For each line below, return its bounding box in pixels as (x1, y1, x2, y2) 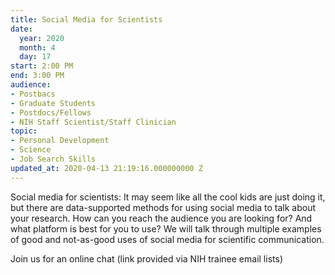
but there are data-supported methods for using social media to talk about (10, 201, 317, 213)
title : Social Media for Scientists (10, 14, 163, 25)
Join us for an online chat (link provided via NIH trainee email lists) (10, 252, 283, 265)
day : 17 (19, 52, 52, 62)
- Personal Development (10, 136, 110, 146)
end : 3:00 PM (10, 71, 65, 81)
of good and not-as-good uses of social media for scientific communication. (10, 233, 325, 245)
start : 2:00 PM (10, 61, 74, 71)
